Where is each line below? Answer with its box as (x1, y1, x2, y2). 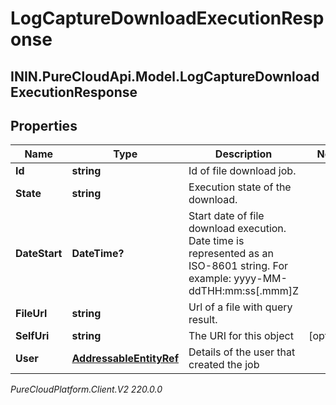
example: (188, 272, 232, 286)
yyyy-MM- (233, 272, 288, 286)
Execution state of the (188, 180, 292, 194)
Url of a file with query (188, 300, 293, 314)
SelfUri (15, 329, 50, 343)
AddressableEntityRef (71, 352, 180, 366)
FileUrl (15, 307, 48, 321)
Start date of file (188, 209, 265, 223)
